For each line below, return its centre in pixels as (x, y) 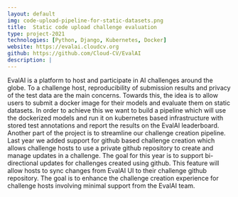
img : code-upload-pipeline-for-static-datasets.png (85, 21)
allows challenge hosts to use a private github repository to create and (110, 148)
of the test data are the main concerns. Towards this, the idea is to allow (113, 95)
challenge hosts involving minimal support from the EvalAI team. (101, 186)
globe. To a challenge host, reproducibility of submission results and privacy (119, 88)
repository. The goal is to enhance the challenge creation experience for (113, 178)
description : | (30, 60)
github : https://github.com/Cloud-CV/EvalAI (74, 54)
